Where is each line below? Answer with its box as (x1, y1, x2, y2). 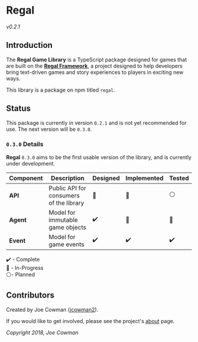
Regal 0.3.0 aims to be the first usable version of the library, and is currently (6, 153, 192, 160)
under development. (6, 160, 55, 167)
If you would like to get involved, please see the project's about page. (6, 317, 175, 324)
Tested (169, 174, 189, 182)
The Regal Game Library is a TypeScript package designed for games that (6, 56, 187, 63)
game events (48, 240, 84, 249)
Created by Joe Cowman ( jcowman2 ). (6, 306, 98, 313)
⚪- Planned (6, 270, 35, 278)
